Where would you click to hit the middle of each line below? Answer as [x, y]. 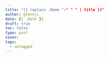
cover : [12, 38]
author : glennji [22, 14]
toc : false [17, 28]
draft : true [18, 24]
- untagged [21, 47]
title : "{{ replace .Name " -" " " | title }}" [55, 10]
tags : [11, 42]
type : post [17, 33]
